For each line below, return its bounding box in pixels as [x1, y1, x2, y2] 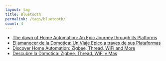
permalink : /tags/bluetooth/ [5, 16, 66, 21]
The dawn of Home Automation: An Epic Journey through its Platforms [12, 35, 158, 41]
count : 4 [5, 21, 23, 26]
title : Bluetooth [5, 12, 41, 17]
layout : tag [5, 7, 30, 12]
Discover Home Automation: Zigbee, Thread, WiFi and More [12, 45, 136, 51]
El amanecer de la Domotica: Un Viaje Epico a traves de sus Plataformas [12, 40, 161, 46]
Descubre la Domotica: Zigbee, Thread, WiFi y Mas [12, 51, 117, 57]
